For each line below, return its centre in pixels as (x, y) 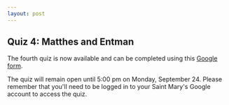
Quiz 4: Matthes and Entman (71, 42)
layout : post (26, 14)
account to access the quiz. (47, 94)
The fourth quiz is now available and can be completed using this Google (112, 58)
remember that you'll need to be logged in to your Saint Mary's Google (109, 87)
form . (15, 66)
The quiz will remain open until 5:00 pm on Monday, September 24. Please (115, 79)
